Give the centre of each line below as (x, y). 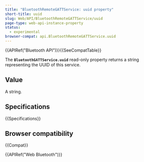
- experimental (25, 32)
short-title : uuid (24, 14)
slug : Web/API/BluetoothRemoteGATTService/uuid (54, 18)
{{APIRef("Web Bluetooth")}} (34, 155)
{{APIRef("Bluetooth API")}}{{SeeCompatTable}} (53, 50)
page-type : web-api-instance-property (44, 23)
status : (13, 28)
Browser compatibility (39, 133)
